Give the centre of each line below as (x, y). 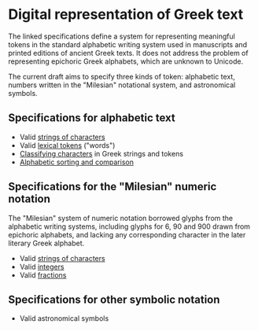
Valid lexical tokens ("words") (67, 145)
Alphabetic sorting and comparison (76, 162)
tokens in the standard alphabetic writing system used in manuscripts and (128, 44)
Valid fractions (43, 275)
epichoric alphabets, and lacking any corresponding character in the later (127, 234)
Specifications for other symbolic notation (114, 299)
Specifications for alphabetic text (92, 118)
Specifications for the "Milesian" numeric (112, 187)
